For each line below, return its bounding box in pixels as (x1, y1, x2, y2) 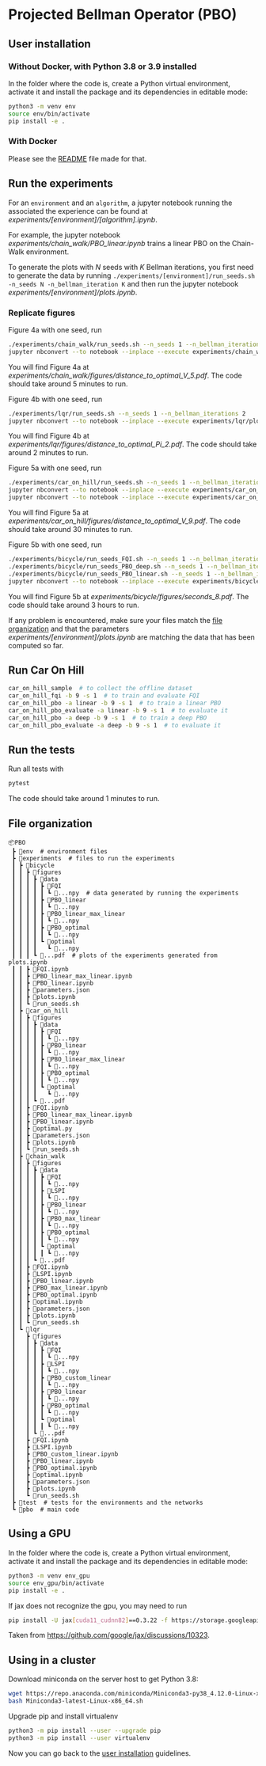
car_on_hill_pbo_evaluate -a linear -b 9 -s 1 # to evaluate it (8, 706, 228, 714)
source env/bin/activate (8, 109, 90, 118)
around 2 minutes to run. (8, 448, 89, 458)
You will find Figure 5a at (8, 508, 89, 518)
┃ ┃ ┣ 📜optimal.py (11, 1125, 73, 1133)
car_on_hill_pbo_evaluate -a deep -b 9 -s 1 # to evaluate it (8, 721, 222, 729)
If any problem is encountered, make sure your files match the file (8, 615, 223, 625)
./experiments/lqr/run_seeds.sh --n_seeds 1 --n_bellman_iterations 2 (8, 409, 246, 417)
